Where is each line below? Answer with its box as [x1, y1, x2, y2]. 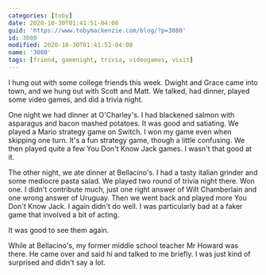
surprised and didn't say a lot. [8, 258, 106, 267]
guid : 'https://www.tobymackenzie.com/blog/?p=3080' [8, 26, 187, 34]
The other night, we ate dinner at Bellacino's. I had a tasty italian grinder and [8, 168, 258, 177]
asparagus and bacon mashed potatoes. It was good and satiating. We [8, 118, 240, 128]
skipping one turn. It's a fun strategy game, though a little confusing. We [8, 135, 245, 145]
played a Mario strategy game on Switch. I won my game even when [8, 126, 232, 136]
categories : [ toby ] [8, 11, 73, 20]
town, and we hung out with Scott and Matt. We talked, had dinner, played [8, 86, 250, 95]
